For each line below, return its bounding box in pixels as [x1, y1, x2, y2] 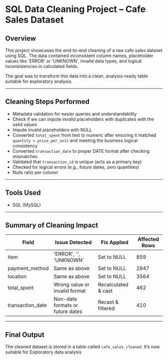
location [7, 273, 26, 280]
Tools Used [5, 189, 41, 197]
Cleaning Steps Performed [5, 98, 90, 106]
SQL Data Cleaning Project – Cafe [5, 4, 146, 15]
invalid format [53, 287, 86, 294]
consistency [12, 143, 38, 149]
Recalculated [97, 281, 128, 288]
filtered [97, 305, 115, 312]
